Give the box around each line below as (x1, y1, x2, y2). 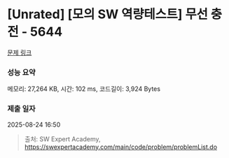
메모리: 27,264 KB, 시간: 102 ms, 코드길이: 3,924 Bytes (7, 85, 161, 93)
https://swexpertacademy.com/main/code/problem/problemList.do (24, 143, 218, 151)
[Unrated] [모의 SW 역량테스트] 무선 (7, 6, 208, 22)
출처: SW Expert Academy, (24, 134, 101, 143)
